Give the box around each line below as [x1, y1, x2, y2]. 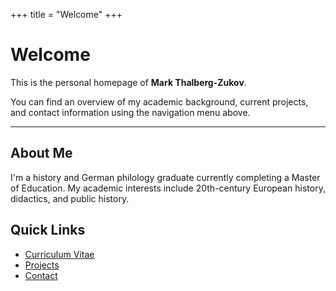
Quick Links [10, 222, 86, 239]
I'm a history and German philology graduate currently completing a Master [10, 171, 321, 183]
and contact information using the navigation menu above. [10, 106, 251, 118]
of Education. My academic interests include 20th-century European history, [10, 182, 326, 194]
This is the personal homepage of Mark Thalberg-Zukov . [10, 76, 247, 88]
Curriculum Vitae [24, 248, 95, 260]
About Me [10, 145, 73, 162]
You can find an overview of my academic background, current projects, [10, 95, 309, 108]
